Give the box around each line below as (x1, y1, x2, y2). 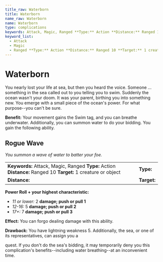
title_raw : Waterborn (5, 7, 49, 12)
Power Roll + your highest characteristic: (5, 189, 89, 195)
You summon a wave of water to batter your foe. (5, 152, 102, 158)
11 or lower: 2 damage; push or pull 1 (12, 198, 86, 204)
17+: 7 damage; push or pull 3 (12, 209, 73, 215)
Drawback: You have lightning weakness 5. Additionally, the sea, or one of (5, 228, 154, 233)
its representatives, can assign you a (5, 233, 79, 239)
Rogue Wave (5, 139, 44, 147)
